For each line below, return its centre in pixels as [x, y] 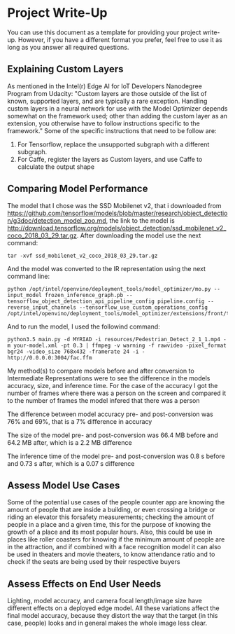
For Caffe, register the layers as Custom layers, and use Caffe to [110, 159]
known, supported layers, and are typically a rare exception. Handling [107, 101]
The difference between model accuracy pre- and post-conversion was [110, 414]
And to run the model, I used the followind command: [84, 326]
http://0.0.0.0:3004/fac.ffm [50, 358]
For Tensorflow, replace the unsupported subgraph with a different [113, 144]
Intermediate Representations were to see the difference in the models [109, 378]
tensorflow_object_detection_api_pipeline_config [81, 301]
